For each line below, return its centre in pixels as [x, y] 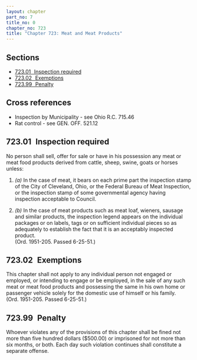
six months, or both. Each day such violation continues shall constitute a [94, 345]
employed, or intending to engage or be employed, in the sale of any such [96, 280]
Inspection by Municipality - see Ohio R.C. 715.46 [74, 117]
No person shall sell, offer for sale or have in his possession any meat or [94, 156]
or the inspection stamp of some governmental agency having [90, 192]
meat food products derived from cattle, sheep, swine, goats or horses [92, 162]
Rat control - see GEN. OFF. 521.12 [56, 123]
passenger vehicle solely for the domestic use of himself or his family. [91, 293]
